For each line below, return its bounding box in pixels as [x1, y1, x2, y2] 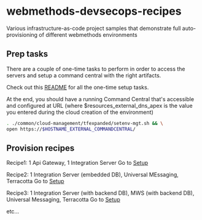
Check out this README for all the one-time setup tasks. [6, 83, 149, 91]
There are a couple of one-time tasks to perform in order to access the [6, 65, 185, 72]
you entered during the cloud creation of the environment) [6, 108, 153, 116]
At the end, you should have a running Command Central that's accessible [6, 95, 195, 102]
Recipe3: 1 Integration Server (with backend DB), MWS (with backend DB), [6, 189, 195, 197]
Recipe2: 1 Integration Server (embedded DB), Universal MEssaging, [6, 171, 179, 178]
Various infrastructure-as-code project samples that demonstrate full [6, 25, 181, 32]
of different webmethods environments [39, 31, 138, 38]
